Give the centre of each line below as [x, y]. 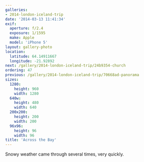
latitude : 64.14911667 [33, 56]
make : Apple [22, 38]
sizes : [12, 79]
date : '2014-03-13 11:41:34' [35, 19]
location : [15, 51]
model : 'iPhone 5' [29, 42]
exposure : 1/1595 [28, 33]
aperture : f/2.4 [26, 28]
